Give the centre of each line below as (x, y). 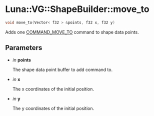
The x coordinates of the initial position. (53, 89)
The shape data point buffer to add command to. (62, 69)
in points (22, 60)
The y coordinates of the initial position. (53, 108)
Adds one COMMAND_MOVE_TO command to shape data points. (72, 32)
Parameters (24, 48)
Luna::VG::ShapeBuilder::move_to (77, 9)
